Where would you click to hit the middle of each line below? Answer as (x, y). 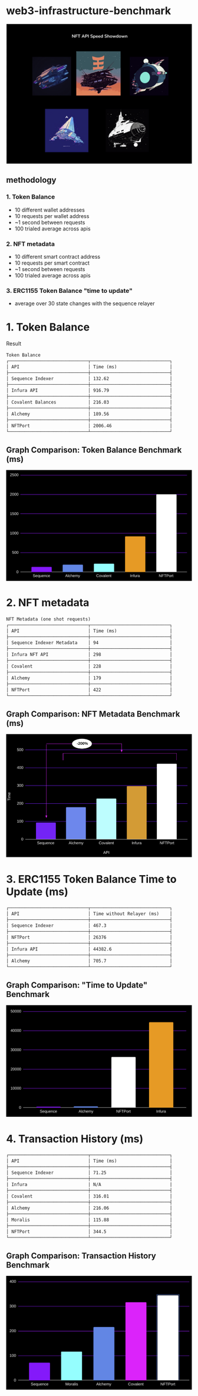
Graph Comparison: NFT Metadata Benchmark (93, 714)
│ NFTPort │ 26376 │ (89, 938)
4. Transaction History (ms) (75, 1139)
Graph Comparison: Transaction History (81, 1255)
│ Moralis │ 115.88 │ (89, 1220)
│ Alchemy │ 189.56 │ (89, 414)
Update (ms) (37, 892)
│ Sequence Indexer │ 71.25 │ (89, 1173)
